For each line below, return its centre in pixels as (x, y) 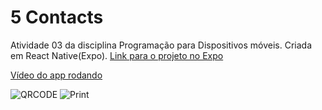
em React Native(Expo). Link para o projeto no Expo (117, 55)
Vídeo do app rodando (56, 75)
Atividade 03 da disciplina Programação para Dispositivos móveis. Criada (161, 45)
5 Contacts (57, 17)
